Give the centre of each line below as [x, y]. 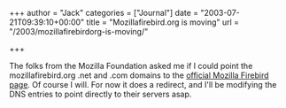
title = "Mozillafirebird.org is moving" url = [163, 22]
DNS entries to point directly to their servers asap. [100, 94]
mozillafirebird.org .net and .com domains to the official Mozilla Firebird [139, 75]
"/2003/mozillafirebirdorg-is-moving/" [79, 31]
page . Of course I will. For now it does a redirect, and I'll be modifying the [143, 85]
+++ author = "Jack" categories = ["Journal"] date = [104, 13]
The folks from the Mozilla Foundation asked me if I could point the [131, 66]
